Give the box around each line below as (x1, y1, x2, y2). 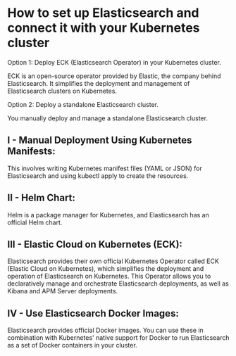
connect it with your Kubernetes (7, 20, 200, 36)
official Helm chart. (7, 218, 63, 227)
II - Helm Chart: (7, 192, 76, 204)
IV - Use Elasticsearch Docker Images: (7, 307, 180, 319)
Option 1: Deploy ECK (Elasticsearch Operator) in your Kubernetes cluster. (7, 58, 222, 66)
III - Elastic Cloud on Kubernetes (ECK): (7, 238, 183, 250)
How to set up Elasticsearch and (7, 5, 199, 21)
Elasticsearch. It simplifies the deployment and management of (7, 79, 190, 87)
